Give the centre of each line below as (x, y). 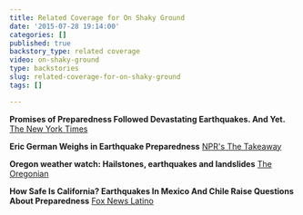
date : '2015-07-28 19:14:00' (65, 26)
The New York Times (49, 129)
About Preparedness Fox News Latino (82, 200)
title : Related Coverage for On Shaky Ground (97, 18)
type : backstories (44, 69)
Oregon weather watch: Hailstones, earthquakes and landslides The (141, 163)
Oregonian (29, 173)
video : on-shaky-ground (55, 60)
